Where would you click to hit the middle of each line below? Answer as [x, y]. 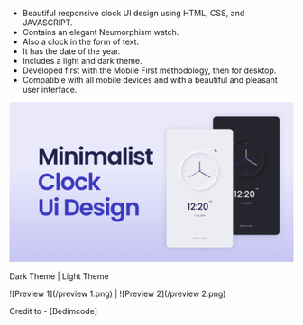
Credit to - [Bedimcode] [53, 311]
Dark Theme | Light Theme [60, 276]
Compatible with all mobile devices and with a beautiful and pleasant [150, 80]
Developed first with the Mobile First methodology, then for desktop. [149, 70]
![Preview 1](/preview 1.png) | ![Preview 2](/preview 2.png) [118, 293]
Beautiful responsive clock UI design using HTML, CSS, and [133, 13]
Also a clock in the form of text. [81, 41]
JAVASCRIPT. [48, 23]
